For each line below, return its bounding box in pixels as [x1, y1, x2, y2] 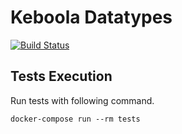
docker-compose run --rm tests [10, 114, 141, 124]
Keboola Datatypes [10, 6, 173, 29]
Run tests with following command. [10, 94, 155, 106]
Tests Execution [10, 68, 113, 85]
